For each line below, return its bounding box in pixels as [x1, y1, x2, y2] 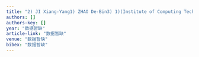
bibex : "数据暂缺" [6, 42, 49, 48]
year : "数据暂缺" [6, 25, 46, 31]
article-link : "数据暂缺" [6, 31, 67, 37]
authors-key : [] [6, 20, 46, 26]
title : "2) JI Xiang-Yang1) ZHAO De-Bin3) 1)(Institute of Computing [6, 8, 182, 15]
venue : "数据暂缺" [6, 36, 49, 42]
